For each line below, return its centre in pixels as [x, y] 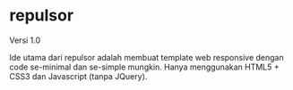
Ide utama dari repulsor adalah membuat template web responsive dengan [146, 57]
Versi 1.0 [25, 40]
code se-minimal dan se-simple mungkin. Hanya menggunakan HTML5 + [144, 67]
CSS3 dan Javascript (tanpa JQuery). [78, 76]
